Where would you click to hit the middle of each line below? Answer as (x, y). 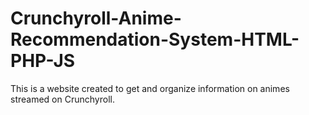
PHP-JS (43, 61)
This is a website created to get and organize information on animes (150, 88)
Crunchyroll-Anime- (96, 18)
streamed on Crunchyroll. (62, 99)
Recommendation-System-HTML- (155, 39)
